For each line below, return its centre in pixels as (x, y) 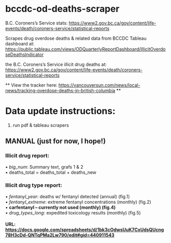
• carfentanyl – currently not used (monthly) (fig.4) (61, 207)
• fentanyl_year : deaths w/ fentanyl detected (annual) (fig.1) (68, 196)
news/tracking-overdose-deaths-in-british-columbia (60, 90)
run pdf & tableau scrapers (41, 125)
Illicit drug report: (27, 156)
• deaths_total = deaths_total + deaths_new (51, 172)
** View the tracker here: (31, 85)
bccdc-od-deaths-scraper (62, 9)
